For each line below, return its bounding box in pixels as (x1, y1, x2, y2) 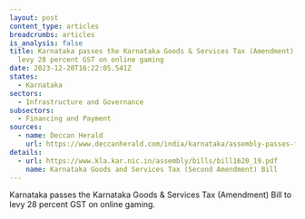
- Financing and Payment (17, 114, 112, 123)
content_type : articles (9, 22, 100, 31)
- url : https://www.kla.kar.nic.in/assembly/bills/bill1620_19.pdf (17, 156, 279, 166)
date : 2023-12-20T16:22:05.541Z (9, 64, 132, 73)
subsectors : (9, 106, 54, 115)
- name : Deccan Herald (17, 131, 103, 140)
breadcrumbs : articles (9, 30, 95, 39)
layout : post (9, 13, 59, 23)
